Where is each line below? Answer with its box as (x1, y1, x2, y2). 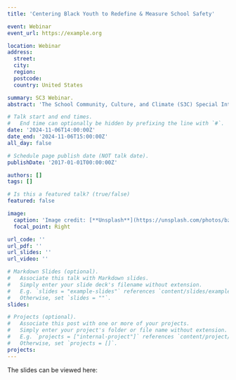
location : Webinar (7, 42, 61, 49)
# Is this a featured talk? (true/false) (7, 191, 131, 198)
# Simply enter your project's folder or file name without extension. (7, 327, 228, 334)
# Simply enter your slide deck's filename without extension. (7, 281, 202, 289)
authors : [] (7, 172, 42, 179)
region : (13, 68, 37, 75)
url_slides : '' (7, 249, 52, 256)
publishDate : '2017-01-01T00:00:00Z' (7, 159, 118, 166)
